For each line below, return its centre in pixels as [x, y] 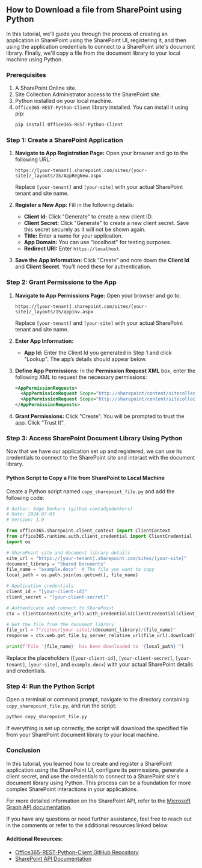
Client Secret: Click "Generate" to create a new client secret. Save [106, 223]
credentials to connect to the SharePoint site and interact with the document [101, 458]
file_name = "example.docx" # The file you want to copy [80, 570]
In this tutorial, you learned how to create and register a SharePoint [89, 763]
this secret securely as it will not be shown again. [85, 229]
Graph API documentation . [39, 807]
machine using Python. [35, 59]
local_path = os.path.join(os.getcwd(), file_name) [72, 575]
